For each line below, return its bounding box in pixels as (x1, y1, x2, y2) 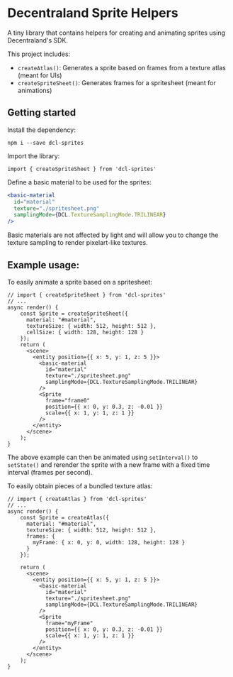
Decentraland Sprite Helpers (7, 5, 178, 21)
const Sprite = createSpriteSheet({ (20, 310, 129, 317)
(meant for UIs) (17, 71, 62, 79)
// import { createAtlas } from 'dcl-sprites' (7, 495, 147, 502)
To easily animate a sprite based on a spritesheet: (7, 277, 152, 286)
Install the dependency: (7, 126, 76, 134)
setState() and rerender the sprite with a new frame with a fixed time (7, 460, 210, 469)
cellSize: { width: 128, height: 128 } (25, 329, 144, 336)
